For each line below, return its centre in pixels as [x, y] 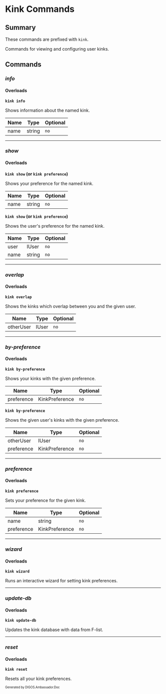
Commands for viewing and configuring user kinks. [57, 49]
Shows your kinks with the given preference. [50, 379]
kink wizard [17, 571]
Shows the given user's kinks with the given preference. [62, 420]
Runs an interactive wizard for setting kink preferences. [62, 581]
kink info [15, 101]
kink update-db [21, 621]
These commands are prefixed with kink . [47, 39]
